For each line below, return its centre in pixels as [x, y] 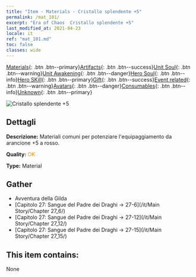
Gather [19, 184]
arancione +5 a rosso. [33, 143]
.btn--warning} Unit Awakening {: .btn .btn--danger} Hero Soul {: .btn [88, 73]
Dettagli [21, 122]
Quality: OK [21, 154]
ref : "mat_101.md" [29, 39]
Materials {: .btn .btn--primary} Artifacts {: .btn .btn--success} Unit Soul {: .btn [99, 67]
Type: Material [24, 166]
